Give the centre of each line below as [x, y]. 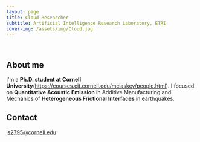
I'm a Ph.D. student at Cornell [44, 80]
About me [25, 65]
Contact [22, 118]
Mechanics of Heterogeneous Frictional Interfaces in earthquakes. [90, 99]
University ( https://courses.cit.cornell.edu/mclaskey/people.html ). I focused [100, 86]
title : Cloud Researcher [37, 18]
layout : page [23, 12]
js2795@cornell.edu [31, 132]
